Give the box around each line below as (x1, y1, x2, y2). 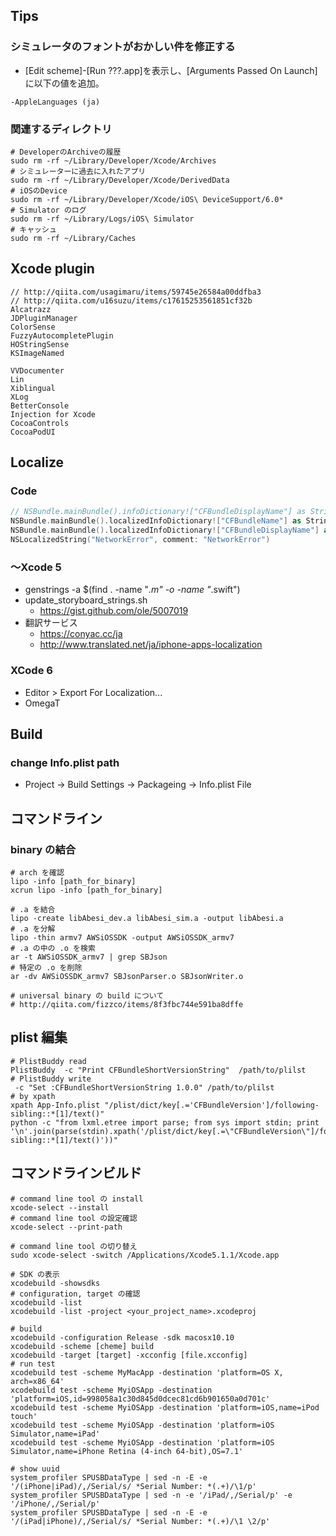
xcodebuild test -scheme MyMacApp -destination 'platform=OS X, (10, 1367, 284, 1378)
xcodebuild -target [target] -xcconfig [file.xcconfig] (10, 1350, 248, 1360)
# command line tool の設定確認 (10, 1213, 138, 1223)
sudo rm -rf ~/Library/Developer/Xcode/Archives (10, 155, 217, 166)
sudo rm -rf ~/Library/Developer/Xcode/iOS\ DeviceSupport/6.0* (10, 194, 284, 204)
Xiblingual (10, 383, 56, 393)
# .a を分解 (10, 924, 56, 934)
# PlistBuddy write (10, 1074, 92, 1084)
